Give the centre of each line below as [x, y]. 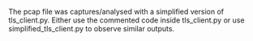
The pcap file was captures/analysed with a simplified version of [116, 12]
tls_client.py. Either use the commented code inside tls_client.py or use [126, 20]
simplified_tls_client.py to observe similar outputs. [92, 29]
